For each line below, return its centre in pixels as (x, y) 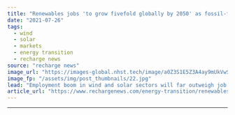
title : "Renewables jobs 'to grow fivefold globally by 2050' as (104, 14)
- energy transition (43, 53)
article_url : (26, 91)
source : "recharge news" (43, 66)
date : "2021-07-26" (36, 20)
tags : (15, 26)
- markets (28, 46)
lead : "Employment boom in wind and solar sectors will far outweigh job (117, 85)
